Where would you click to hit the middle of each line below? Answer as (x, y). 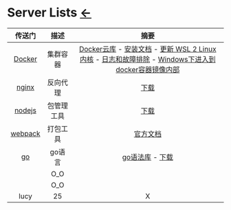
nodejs (25, 110)
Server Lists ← (49, 13)
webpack (25, 133)
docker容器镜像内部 (148, 69)
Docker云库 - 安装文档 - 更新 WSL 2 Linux (147, 49)
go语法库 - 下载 (148, 157)
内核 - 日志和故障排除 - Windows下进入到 (148, 59)
